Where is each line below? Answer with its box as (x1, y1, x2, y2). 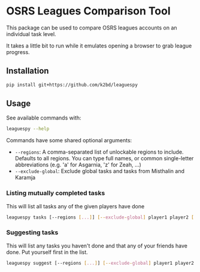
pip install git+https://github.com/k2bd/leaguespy (6, 82, 138, 88)
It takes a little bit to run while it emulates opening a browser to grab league (6, 42, 192, 49)
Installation (6, 66, 49, 76)
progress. (6, 48, 30, 55)
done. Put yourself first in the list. (6, 248, 88, 256)
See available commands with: (6, 114, 81, 121)
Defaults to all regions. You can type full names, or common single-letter (14, 155, 194, 162)
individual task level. (6, 30, 56, 37)
